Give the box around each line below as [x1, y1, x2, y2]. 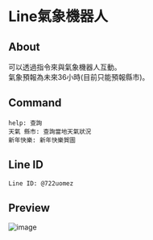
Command [8, 96, 62, 110]
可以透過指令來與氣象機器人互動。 [8, 62, 122, 72]
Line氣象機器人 [8, 7, 109, 26]
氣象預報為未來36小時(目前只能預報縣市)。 [8, 72, 150, 81]
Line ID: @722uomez [8, 179, 74, 188]
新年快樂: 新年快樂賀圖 [8, 136, 76, 144]
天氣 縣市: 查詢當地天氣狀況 [8, 127, 92, 135]
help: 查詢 [8, 118, 43, 127]
